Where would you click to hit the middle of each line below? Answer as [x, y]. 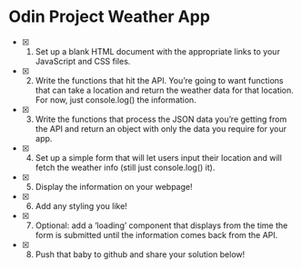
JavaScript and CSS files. [83, 61]
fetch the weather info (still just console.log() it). [125, 167]
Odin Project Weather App [110, 17]
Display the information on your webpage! [114, 186]
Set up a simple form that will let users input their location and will [159, 157]
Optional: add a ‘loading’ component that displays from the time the [161, 225]
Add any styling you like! [81, 205]
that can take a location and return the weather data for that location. [165, 90]
